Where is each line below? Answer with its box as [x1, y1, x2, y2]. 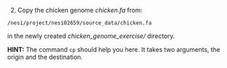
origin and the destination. [7, 53, 83, 61]
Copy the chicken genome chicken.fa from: [17, 6, 143, 14]
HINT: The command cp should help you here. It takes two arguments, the [7, 46, 221, 53]
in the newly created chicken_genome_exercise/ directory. [7, 32, 175, 40]
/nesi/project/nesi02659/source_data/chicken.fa [7, 20, 152, 27]
